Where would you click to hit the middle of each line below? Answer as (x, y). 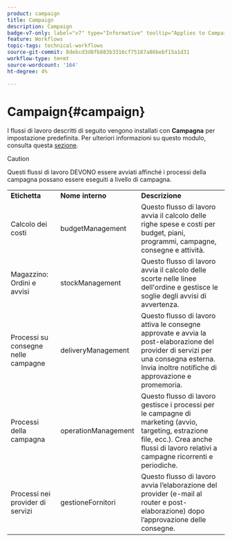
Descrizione (161, 196)
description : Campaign (40, 26)
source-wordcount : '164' (43, 65)
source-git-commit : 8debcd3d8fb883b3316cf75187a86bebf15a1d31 (98, 53)
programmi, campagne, (179, 241)
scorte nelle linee (169, 279)
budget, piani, (163, 233)
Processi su (30, 337)
